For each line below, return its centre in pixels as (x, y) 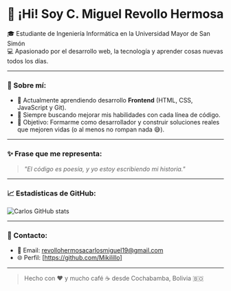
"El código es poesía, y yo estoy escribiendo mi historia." (104, 169)
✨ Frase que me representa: (55, 154)
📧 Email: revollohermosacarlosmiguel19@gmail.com (90, 250)
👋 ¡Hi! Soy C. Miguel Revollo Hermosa (115, 14)
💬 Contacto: (27, 235)
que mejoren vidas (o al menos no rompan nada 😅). (91, 129)
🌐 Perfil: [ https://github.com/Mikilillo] (69, 258)
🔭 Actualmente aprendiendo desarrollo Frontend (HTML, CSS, (105, 100)
